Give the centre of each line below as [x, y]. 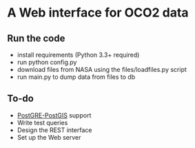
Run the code [36, 38]
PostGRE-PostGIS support [54, 115]
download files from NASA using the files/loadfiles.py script [102, 70]
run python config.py [47, 62]
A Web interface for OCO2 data [98, 13]
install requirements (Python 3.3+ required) [78, 55]
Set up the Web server [49, 137]
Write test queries [42, 122]
